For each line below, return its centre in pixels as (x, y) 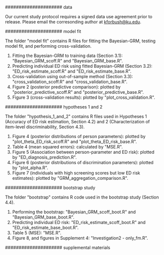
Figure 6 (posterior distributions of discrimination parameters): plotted (83, 162)
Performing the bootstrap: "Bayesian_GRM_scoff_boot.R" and (74, 212)
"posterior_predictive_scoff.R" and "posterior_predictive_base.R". (78, 92)
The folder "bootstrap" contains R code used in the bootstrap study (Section (82, 197)
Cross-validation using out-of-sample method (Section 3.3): (72, 76)
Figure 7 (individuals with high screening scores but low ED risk (76, 173)
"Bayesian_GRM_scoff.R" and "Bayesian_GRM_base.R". (68, 61)
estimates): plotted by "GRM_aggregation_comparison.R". (70, 178)
